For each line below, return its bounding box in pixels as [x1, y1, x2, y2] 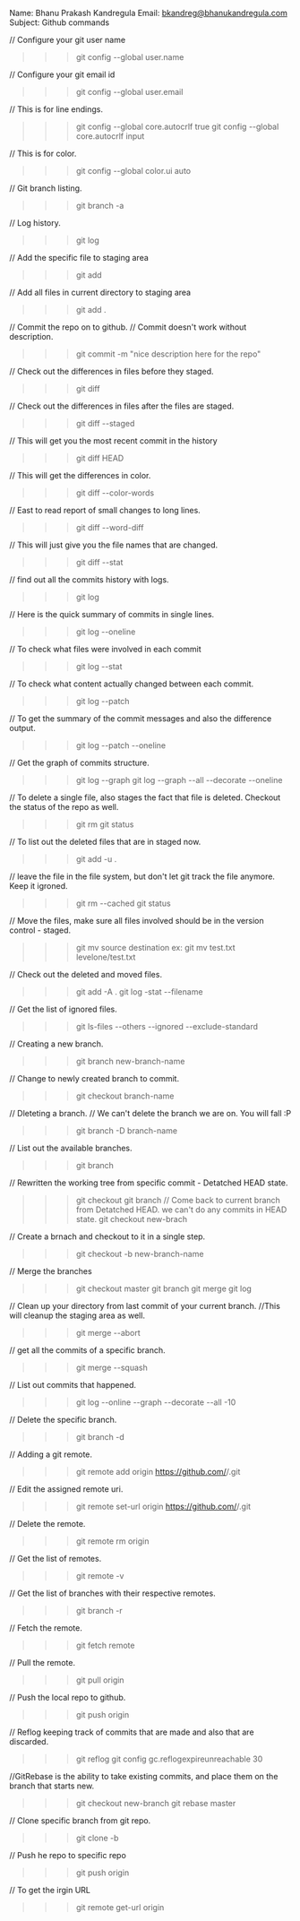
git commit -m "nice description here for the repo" [75, 349, 261, 359]
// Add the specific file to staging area [9, 253, 150, 263]
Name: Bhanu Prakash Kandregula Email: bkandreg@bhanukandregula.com [9, 8, 288, 18]
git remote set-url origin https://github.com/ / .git [75, 1501, 252, 1512]
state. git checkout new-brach [75, 1214, 188, 1224]
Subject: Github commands [9, 17, 110, 28]
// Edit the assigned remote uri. [9, 1484, 124, 1495]
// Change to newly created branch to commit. [9, 1073, 180, 1083]
